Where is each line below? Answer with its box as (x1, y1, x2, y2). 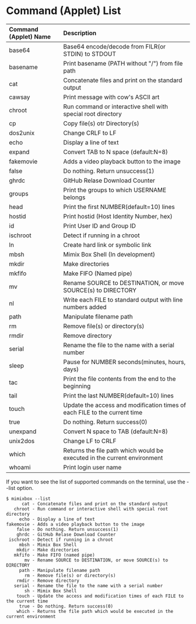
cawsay (9, 92, 30, 101)
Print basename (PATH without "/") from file (63, 59, 183, 67)
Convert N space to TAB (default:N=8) (63, 427, 168, 436)
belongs (63, 193, 86, 201)
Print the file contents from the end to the (63, 375, 176, 383)
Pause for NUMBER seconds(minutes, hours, (63, 358, 185, 366)
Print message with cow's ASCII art (63, 92, 160, 101)
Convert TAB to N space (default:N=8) (63, 148, 168, 156)
